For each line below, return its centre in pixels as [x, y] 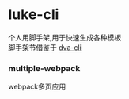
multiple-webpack [44, 68]
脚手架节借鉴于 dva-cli [45, 47]
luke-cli [34, 15]
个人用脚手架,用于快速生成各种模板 [65, 37]
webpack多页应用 [37, 87]
